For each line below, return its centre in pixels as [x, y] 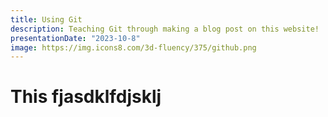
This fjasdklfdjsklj [86, 97]
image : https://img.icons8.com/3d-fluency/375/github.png [133, 47]
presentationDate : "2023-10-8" [75, 38]
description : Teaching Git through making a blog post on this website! [165, 29]
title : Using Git [46, 19]
